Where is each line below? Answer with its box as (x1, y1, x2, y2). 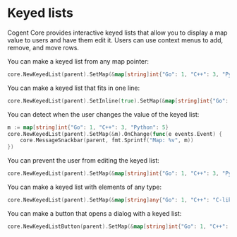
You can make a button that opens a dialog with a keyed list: (7, 209, 182, 217)
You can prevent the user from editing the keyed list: (7, 156, 160, 165)
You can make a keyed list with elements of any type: (7, 183, 162, 192)
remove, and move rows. (7, 43, 80, 52)
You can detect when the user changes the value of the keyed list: (7, 110, 200, 118)
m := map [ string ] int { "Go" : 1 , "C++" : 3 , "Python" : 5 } (7, 124, 169, 131)
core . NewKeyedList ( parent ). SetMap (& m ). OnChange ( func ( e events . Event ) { (7, 130, 222, 137)
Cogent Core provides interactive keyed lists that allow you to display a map (7, 28, 228, 37)
